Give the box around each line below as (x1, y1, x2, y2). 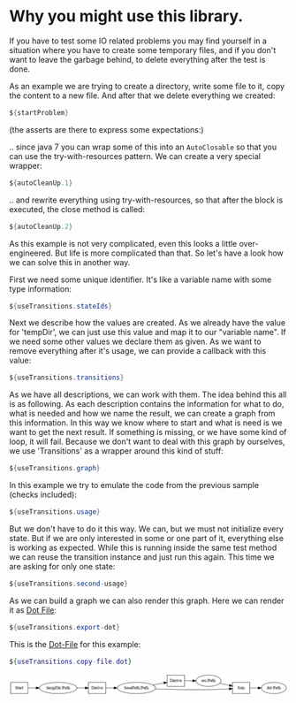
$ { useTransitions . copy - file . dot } (9, 657, 133, 666)
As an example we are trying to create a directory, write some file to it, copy (9, 80, 285, 91)
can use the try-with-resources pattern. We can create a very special (9, 150, 261, 161)
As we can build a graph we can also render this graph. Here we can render (9, 595, 285, 606)
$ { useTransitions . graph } (9, 464, 101, 473)
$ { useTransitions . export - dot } (9, 623, 121, 631)
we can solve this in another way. (9, 256, 131, 267)
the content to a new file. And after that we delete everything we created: (9, 90, 276, 101)
